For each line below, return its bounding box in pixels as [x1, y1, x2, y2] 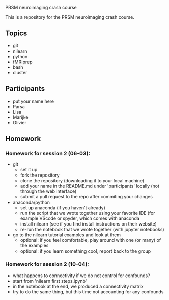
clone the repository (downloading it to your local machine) [20, 178, 145, 184]
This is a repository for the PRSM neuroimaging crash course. [5, 14, 135, 20]
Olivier [12, 119, 26, 126]
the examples [20, 242, 49, 249]
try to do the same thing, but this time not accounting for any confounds [12, 288, 164, 295]
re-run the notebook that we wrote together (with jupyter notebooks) [20, 227, 164, 233]
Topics [5, 29, 27, 38]
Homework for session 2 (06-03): [5, 149, 91, 157]
